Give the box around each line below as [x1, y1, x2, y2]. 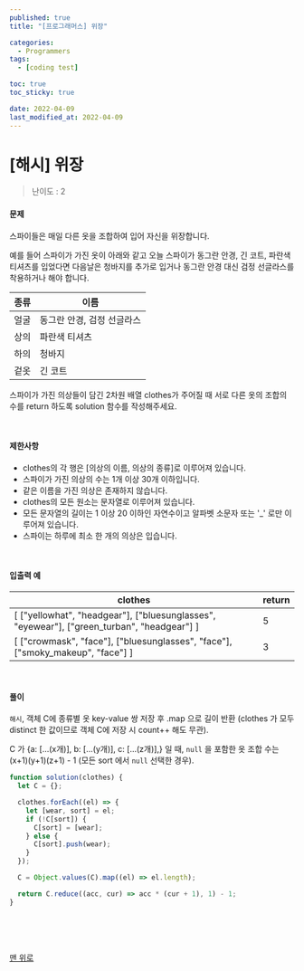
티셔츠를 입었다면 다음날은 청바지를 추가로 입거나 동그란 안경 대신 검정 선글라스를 [9, 261, 295, 271]
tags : [9, 55, 30, 64]
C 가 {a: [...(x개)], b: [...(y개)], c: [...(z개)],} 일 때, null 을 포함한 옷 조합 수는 [9, 744, 280, 755]
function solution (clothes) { [9, 773, 124, 783]
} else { [25, 832, 59, 841]
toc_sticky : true [9, 88, 75, 97]
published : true [9, 13, 71, 23]
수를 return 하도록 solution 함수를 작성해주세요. [9, 400, 177, 412]
